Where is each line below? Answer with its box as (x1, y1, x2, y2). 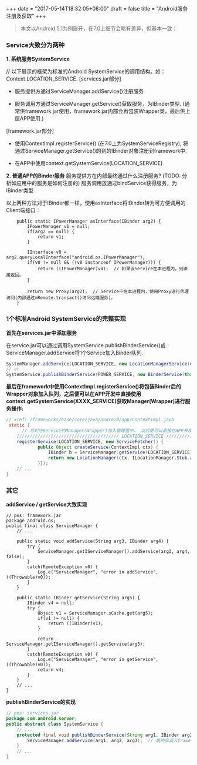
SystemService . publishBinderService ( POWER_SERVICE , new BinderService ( (6, 372, 185, 378)
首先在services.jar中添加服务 (6, 329, 77, 336)
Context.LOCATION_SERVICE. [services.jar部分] (6, 75, 121, 82)
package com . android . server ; (6, 716, 77, 722)
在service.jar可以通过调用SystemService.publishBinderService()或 (6, 341, 166, 348)
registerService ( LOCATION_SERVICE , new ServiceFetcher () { (16, 438, 164, 445)
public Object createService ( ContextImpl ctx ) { (37, 444, 159, 450)
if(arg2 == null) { (27, 229, 75, 235)
